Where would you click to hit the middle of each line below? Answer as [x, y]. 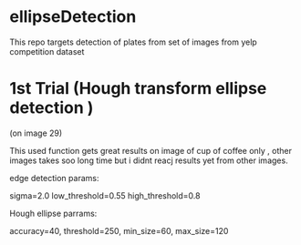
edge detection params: [54, 178]
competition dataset [47, 51]
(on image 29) [36, 133]
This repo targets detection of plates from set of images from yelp [133, 42]
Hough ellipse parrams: [53, 213]
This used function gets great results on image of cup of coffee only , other [150, 150]
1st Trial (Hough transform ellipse [138, 89]
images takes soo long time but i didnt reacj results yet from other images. [149, 160]
